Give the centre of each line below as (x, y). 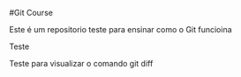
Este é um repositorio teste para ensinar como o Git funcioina (120, 29)
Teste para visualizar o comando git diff (81, 63)
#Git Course (31, 13)
